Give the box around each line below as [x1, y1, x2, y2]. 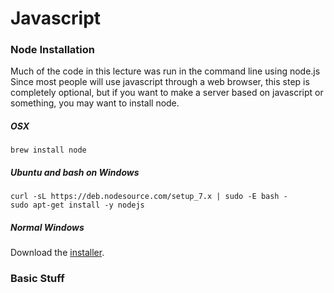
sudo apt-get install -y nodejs [10, 200, 145, 211]
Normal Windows [10, 222, 85, 234]
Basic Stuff [10, 272, 65, 286]
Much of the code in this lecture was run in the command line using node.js [10, 65, 321, 77]
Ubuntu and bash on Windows [10, 167, 140, 179]
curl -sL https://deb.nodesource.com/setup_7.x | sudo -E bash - [10, 192, 288, 202]
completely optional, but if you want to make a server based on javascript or [10, 87, 324, 99]
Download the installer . [10, 247, 105, 259]
